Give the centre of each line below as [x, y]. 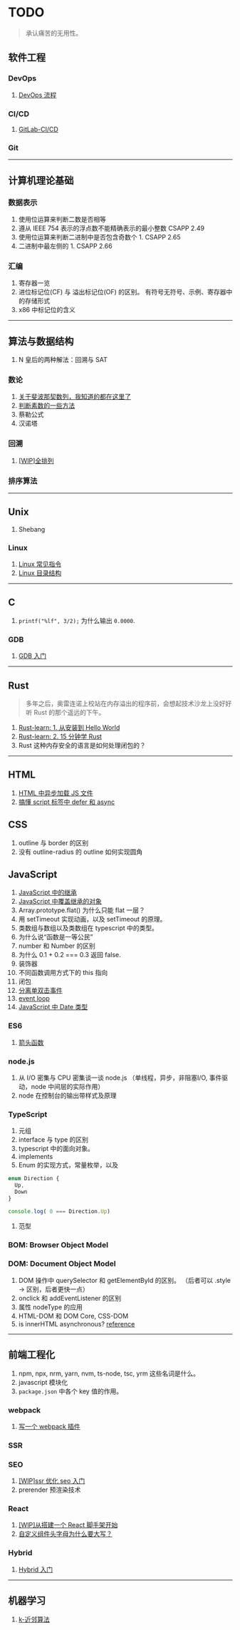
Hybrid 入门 [36, 1569]
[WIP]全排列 [36, 460]
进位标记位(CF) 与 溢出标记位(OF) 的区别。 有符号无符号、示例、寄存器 [122, 292]
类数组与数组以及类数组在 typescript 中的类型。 [88, 928]
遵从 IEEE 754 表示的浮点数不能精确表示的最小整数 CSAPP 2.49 [111, 228]
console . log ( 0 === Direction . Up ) [59, 1211]
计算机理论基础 [41, 180]
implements [36, 1157]
